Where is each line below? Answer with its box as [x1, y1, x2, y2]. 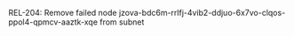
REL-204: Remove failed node [8, 8, 117, 18]
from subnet [99, 17, 145, 27]
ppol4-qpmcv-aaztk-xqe [8, 17, 99, 27]
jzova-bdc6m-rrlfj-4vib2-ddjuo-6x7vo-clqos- [118, 8, 286, 18]
